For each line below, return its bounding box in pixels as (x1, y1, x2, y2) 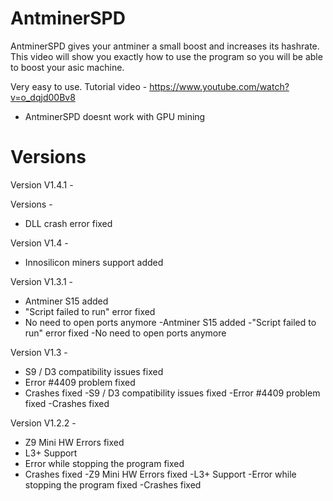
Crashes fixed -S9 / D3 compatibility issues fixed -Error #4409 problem (24, 387, 321, 399)
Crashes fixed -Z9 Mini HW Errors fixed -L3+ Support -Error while (24, 468, 297, 480)
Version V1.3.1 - (10, 275, 74, 287)
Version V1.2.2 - (10, 417, 77, 429)
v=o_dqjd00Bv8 (10, 91, 76, 103)
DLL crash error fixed (24, 217, 113, 229)
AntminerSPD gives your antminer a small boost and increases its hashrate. (10, 40, 320, 52)
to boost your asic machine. (10, 61, 125, 73)
